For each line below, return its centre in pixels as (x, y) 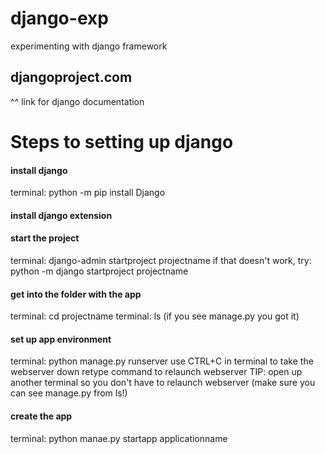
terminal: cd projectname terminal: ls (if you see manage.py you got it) (155, 316)
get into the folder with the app (76, 294)
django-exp (59, 18)
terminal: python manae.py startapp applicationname (119, 438)
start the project (45, 238)
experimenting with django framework (89, 46)
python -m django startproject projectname (99, 271)
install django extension (61, 215)
